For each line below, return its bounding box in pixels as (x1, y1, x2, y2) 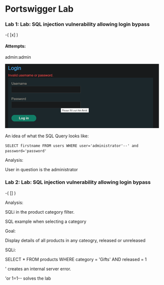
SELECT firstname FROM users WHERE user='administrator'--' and (5, 143, 139, 149)
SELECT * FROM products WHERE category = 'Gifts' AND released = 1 (5, 256, 147, 262)
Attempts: (5, 43, 26, 49)
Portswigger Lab (5, 3, 74, 15)
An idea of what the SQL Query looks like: (5, 133, 89, 139)
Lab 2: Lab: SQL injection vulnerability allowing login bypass (5, 179, 151, 186)
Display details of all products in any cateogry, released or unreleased (5, 237, 145, 243)
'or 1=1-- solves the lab (5, 275, 51, 281)
